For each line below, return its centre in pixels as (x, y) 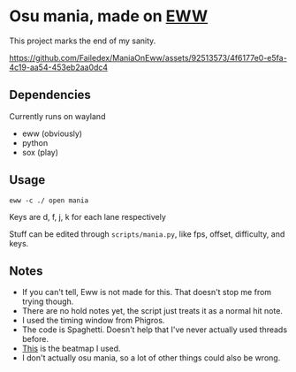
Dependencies (50, 95)
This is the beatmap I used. (71, 349)
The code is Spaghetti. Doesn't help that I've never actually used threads (155, 330)
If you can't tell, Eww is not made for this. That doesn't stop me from (147, 292)
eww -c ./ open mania (49, 201)
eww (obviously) (52, 133)
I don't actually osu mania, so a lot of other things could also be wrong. (151, 358)
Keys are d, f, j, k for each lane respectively (87, 216)
